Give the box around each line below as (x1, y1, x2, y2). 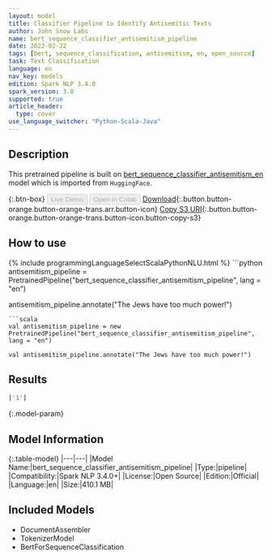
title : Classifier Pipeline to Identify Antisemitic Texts (8, 19, 212, 28)
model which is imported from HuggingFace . (8, 178, 152, 187)
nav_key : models (8, 72, 63, 80)
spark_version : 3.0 (8, 87, 74, 96)
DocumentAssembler (19, 524, 91, 534)
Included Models (8, 503, 95, 517)
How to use (8, 236, 66, 250)
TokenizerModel (19, 533, 74, 543)
